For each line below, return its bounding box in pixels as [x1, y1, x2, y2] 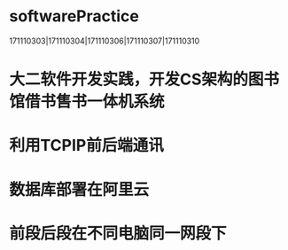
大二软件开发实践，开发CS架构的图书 [9, 69, 280, 90]
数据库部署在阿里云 [9, 179, 150, 199]
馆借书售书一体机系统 [9, 91, 166, 112]
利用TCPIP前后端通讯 [9, 136, 164, 156]
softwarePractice [9, 6, 139, 27]
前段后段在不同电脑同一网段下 [9, 223, 228, 243]
